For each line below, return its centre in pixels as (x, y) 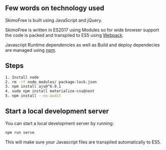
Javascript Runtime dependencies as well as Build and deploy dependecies (83, 45)
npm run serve (20, 132)
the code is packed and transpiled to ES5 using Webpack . (64, 35)
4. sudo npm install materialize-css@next (50, 91)
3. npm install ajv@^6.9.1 (33, 87)
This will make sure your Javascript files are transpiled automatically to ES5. (83, 142)
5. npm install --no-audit (33, 96)
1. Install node (22, 77)
